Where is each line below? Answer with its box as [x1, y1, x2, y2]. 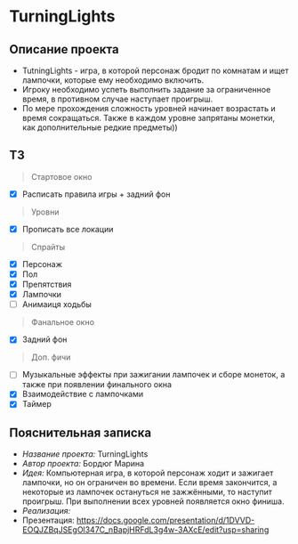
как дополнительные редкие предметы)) [21, 122, 178, 133]
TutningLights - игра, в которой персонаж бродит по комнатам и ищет [21, 65, 289, 76]
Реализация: [21, 506, 71, 516]
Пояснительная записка [9, 425, 152, 440]
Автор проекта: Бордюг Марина [21, 459, 145, 469]
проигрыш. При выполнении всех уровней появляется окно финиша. [21, 496, 285, 507]
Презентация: [21, 515, 76, 526]
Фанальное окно [30, 317, 95, 328]
